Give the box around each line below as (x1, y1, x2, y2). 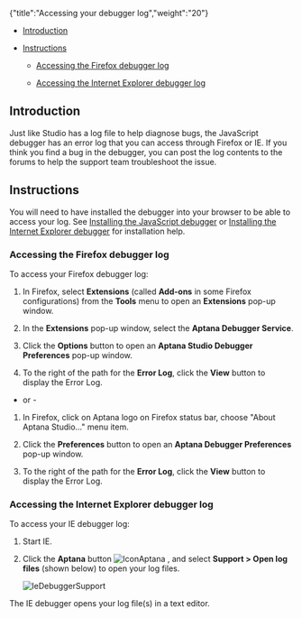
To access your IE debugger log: (9, 519, 131, 530)
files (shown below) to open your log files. (22, 563, 180, 574)
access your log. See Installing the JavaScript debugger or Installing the (9, 216, 277, 226)
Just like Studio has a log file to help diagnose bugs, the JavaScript (9, 127, 259, 138)
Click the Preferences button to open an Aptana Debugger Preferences (22, 438, 292, 449)
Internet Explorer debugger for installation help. (9, 226, 186, 236)
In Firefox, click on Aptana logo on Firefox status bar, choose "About (22, 411, 276, 422)
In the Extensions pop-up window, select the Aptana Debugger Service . (22, 322, 294, 333)
